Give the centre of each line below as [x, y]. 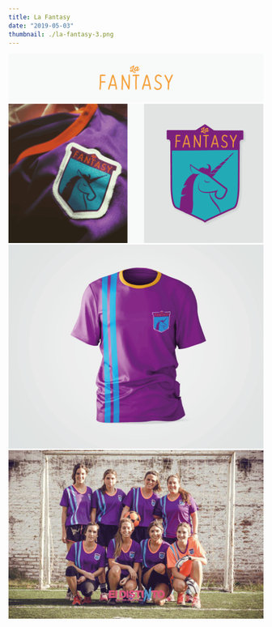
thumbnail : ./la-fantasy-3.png [61, 34]
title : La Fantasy [39, 17]
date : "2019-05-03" [41, 26]
